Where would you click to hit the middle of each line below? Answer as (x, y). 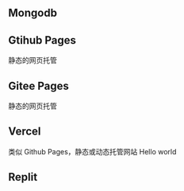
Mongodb (33, 13)
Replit (23, 177)
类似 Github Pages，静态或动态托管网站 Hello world (92, 151)
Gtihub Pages (42, 40)
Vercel (25, 132)
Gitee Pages (39, 86)
